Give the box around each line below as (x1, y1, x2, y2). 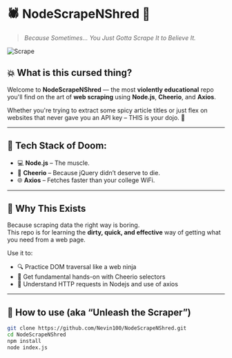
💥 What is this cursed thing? (7, 67, 133, 79)
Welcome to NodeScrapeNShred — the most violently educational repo (7, 85, 214, 94)
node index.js (7, 344, 48, 351)
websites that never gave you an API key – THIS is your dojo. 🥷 (7, 113, 185, 121)
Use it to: (7, 249, 33, 257)
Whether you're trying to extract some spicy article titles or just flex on (7, 106, 209, 115)
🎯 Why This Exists (7, 202, 86, 215)
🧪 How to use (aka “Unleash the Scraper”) (7, 306, 191, 318)
